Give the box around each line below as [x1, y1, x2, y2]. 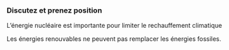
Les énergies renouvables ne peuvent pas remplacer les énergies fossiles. [6, 35, 222, 43]
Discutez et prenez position [6, 6, 103, 15]
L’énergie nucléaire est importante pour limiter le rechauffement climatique [6, 22, 223, 30]
